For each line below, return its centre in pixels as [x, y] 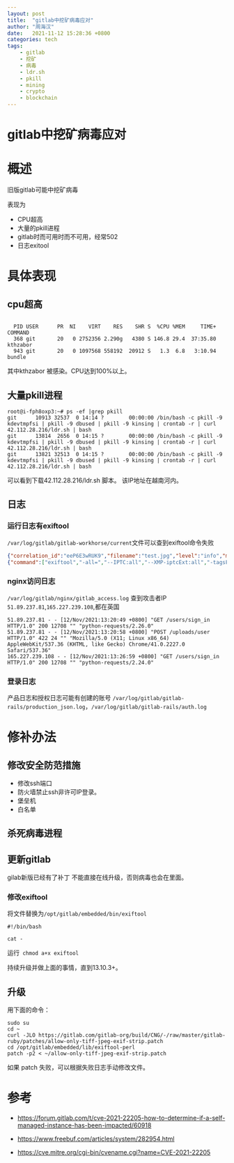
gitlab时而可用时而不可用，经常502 [68, 237]
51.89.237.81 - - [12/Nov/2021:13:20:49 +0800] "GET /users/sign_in [109, 620]
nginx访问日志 [31, 581]
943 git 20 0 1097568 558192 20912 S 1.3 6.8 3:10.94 [115, 351]
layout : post [26, 14]
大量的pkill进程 [39, 228]
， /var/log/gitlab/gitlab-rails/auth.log [146, 706]
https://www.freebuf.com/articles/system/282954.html [96, 1139]
